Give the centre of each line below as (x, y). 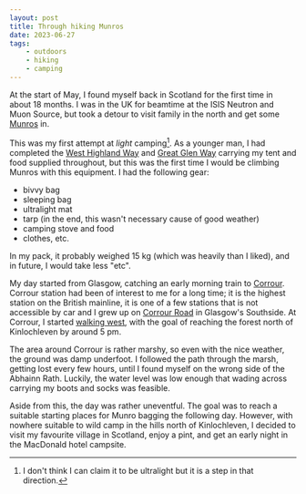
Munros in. (30, 123)
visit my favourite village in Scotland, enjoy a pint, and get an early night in (149, 435)
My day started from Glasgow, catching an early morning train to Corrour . (147, 283)
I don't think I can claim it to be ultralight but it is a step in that (138, 470)
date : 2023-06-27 (42, 35)
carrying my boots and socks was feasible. (90, 387)
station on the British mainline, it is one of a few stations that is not (134, 303)
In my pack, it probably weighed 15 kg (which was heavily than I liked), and (149, 255)
